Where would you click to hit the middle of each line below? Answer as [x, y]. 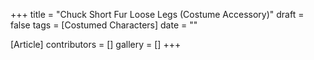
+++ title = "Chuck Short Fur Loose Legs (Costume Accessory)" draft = [157, 14]
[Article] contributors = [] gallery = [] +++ [96, 44]
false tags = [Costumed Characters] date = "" [104, 25]
